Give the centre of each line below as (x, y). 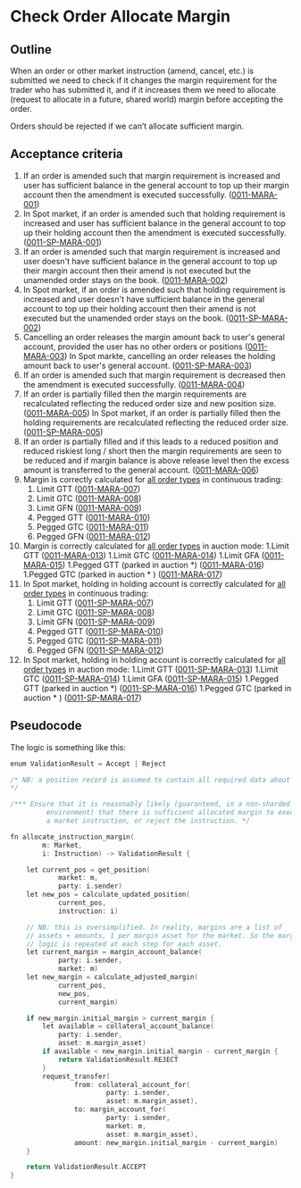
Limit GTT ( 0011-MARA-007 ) (88, 489)
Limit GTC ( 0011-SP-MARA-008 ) (96, 612)
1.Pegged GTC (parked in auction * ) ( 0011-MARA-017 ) (122, 574)
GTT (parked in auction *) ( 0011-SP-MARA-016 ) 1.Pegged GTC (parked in (157, 688)
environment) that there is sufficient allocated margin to (160, 813)
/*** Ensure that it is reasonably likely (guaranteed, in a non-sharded (150, 804)
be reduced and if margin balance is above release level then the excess (156, 460)
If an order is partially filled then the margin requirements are (135, 394)
